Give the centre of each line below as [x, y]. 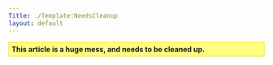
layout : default [36, 23]
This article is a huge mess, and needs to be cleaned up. [108, 49]
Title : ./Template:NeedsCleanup [63, 16]
